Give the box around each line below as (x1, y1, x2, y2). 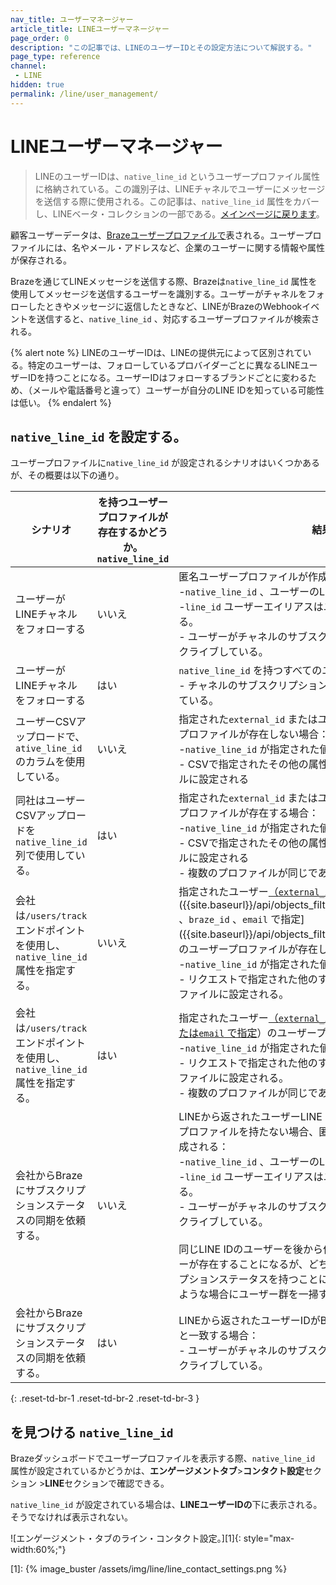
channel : (10, 61, 47, 71)
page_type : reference (10, 52, 101, 62)
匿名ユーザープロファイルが (178, 570, 308, 584)
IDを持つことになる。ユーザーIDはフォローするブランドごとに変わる (27, 371, 308, 383)
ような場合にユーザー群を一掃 (178, 1287, 319, 1301)
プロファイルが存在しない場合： (178, 727, 330, 741)
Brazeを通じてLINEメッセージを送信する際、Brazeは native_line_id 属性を (10, 275, 318, 287)
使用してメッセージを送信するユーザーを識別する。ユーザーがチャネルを (10, 287, 308, 300)
